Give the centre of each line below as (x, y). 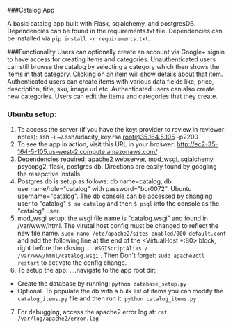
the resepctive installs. (49, 174)
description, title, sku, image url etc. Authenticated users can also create (111, 89)
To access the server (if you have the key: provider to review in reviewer (121, 130)
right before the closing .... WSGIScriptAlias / (82, 248)
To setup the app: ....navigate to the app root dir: (87, 270)
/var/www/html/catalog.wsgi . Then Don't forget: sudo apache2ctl (111, 255)
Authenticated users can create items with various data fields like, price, (111, 82)
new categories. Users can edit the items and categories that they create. (112, 96)
